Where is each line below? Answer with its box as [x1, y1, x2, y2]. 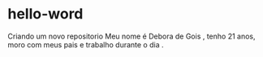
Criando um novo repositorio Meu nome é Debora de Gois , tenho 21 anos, [7, 31, 257, 41]
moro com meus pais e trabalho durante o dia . [7, 39, 164, 49]
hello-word [7, 5, 84, 23]
